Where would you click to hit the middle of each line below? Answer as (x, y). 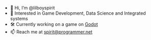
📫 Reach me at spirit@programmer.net (51, 32)
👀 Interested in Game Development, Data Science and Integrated (78, 13)
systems (19, 18)
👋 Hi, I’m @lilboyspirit (32, 8)
